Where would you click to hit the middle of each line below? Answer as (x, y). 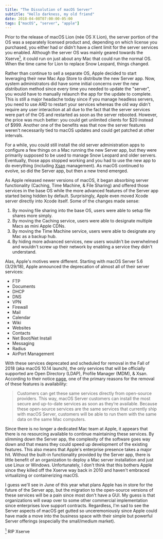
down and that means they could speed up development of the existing (76, 444)
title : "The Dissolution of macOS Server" (49, 10)
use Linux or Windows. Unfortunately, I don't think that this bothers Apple (79, 465)
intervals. (14, 135)
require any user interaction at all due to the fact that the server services (78, 109)
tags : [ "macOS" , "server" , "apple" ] (42, 23)
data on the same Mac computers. (51, 419)
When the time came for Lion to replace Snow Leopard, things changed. (77, 63)
